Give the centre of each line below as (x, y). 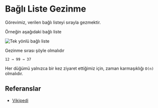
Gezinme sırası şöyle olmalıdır (35, 50)
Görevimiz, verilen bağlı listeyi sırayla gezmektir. (53, 22)
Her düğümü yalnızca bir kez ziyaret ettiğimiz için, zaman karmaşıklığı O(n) (79, 68)
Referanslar (23, 89)
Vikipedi (20, 100)
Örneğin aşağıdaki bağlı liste (33, 31)
